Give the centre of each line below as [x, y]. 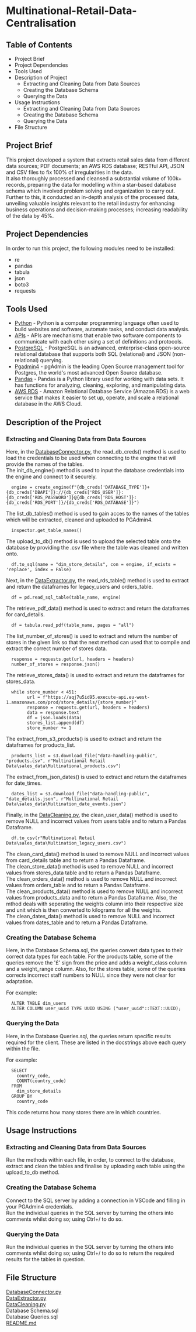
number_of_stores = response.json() [56, 665]
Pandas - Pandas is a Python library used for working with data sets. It [99, 379]
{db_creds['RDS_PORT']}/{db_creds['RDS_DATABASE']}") [73, 503]
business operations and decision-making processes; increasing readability [97, 210]
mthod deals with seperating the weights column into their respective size [95, 904]
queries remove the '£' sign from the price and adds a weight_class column [97, 963]
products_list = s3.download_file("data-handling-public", [85, 756]
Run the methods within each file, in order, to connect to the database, [91, 1160]
